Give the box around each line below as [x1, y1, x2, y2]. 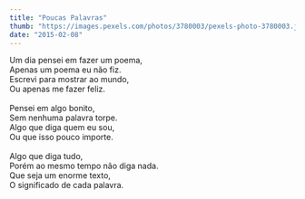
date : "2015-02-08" [9, 30, 84, 39]
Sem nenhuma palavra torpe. [9, 112, 118, 123]
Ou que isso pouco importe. [9, 132, 113, 143]
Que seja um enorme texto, [9, 170, 112, 181]
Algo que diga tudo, [9, 151, 84, 162]
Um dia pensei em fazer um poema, [9, 55, 143, 66]
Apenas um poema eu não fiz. [9, 64, 122, 75]
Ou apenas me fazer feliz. [9, 83, 106, 95]
